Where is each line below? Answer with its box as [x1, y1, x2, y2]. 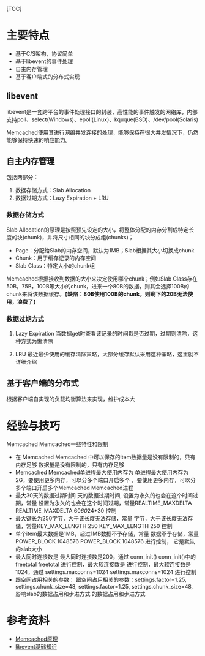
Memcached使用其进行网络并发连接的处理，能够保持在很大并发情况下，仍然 [6, 129, 199, 136]
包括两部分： [6, 173, 39, 181]
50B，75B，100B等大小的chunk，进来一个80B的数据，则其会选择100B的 [6, 282, 190, 290]
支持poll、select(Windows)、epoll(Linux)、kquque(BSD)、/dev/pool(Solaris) [6, 116, 199, 123]
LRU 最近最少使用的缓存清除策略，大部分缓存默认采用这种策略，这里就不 [15, 350, 199, 358]
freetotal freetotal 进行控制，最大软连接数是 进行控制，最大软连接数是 [15, 560, 192, 568]
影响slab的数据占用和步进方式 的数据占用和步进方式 [15, 590, 146, 597]
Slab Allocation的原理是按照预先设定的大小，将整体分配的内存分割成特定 [6, 226, 189, 233]
